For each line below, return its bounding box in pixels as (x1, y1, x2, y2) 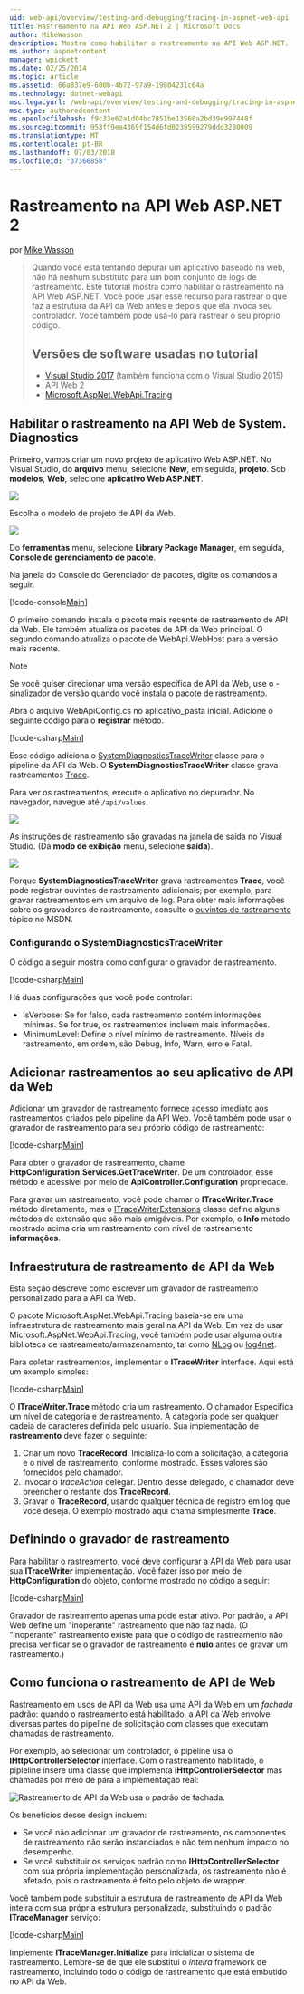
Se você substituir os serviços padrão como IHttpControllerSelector (22, 1855, 280, 1866)
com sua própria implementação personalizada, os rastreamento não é (22, 1865, 287, 1876)
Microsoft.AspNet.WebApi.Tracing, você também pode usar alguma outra (9, 1329, 283, 1340)
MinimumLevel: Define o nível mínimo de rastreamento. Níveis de (22, 1029, 265, 1040)
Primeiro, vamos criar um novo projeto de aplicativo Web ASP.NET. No (9, 454, 271, 465)
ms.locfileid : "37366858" (9, 156, 107, 166)
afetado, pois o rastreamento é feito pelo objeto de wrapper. (22, 1874, 247, 1885)
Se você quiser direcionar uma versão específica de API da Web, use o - (9, 679, 280, 689)
